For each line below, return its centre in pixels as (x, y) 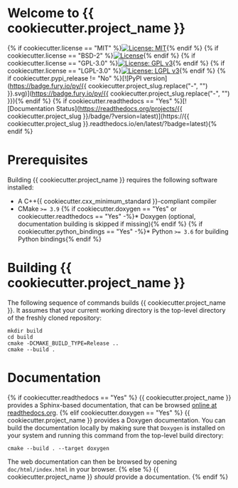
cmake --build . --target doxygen (59, 448)
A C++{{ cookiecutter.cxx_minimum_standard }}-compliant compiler (117, 201)
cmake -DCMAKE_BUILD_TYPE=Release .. (63, 343)
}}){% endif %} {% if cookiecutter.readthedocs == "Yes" (90, 100)
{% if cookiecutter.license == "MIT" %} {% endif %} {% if (113, 48)
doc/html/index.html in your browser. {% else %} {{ (83, 469)
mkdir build (25, 331)
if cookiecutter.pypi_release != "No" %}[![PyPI (75, 78)
